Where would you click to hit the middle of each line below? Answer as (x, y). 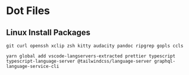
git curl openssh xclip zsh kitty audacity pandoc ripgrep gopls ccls (95, 46)
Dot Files (28, 11)
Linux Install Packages (48, 33)
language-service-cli (33, 66)
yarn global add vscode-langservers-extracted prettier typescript (91, 56)
